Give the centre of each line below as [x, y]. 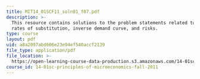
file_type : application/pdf [41, 50]
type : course [22, 34]
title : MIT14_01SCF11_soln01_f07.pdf [53, 12]
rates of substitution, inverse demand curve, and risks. [85, 28]
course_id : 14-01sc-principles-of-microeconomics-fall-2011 [82, 67]
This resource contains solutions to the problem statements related [99, 23]
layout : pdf [21, 39]
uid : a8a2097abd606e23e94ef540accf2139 [56, 45]
